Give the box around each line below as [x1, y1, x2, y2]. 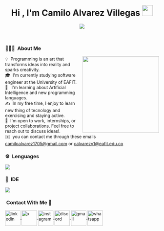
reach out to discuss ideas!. [5, 128, 61, 134]
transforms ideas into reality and [5, 62, 70, 68]
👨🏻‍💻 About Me [5, 45, 41, 51]
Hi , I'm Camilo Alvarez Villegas [11, 7, 141, 19]
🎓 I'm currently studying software [5, 72, 76, 78]
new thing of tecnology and [5, 108, 61, 114]
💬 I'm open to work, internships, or [5, 118, 76, 124]
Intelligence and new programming [5, 90, 75, 95]
